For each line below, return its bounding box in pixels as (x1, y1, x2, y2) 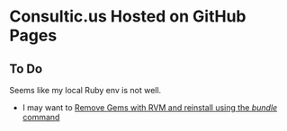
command (22, 112, 60, 122)
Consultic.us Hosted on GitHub (9, 6, 247, 27)
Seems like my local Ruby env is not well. (9, 85, 162, 95)
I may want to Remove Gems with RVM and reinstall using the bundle (22, 102, 278, 113)
